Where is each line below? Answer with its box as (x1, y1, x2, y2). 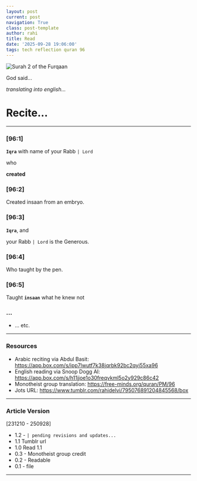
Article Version (6, 406, 50, 415)
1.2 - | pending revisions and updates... (14, 432, 116, 439)
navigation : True (6, 19, 49, 25)
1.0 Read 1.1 (14, 444, 42, 451)
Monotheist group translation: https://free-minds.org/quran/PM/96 (14, 380, 175, 388)
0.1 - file (14, 463, 34, 470)
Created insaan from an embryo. (6, 199, 84, 206)
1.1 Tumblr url (14, 438, 46, 445)
